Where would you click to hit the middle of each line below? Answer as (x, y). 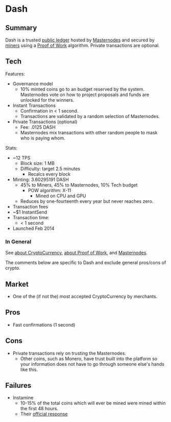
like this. (29, 369)
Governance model (33, 84)
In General (18, 242)
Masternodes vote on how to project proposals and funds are (85, 95)
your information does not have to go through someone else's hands (92, 364)
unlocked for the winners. (47, 100)
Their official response (44, 414)
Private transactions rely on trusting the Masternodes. (69, 353)
